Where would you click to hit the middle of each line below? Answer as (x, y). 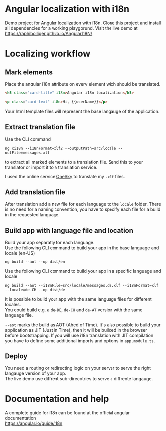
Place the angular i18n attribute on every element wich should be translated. (83, 84)
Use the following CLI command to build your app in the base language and (82, 248)
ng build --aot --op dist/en (35, 262)
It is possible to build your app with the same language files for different (79, 299)
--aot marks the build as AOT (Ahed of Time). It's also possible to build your (83, 325)
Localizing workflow (48, 54)
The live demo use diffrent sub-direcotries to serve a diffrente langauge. (79, 378)
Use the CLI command (28, 139)
